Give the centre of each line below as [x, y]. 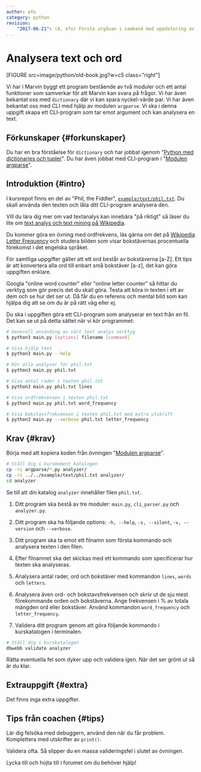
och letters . [31, 582]
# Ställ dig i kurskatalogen [43, 643]
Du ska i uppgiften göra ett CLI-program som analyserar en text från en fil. [98, 314]
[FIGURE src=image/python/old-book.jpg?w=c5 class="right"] [83, 75]
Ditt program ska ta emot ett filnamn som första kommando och [93, 540]
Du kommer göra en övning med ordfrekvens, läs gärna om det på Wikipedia [101, 234]
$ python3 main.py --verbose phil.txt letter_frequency [77, 420]
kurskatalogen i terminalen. [49, 631]
